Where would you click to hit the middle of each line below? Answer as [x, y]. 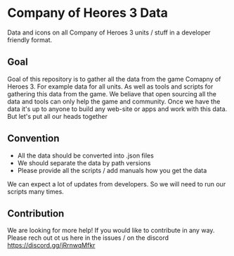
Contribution [36, 213]
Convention [33, 139]
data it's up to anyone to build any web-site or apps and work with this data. [117, 109]
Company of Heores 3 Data [88, 13]
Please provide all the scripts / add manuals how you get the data [112, 170]
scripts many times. [36, 191]
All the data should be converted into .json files [86, 155]
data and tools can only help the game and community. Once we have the [114, 101]
